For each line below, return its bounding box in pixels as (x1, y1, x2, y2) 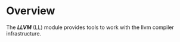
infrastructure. (6, 30, 42, 37)
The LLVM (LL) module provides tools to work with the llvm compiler (6, 24, 175, 31)
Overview (6, 4, 55, 18)
